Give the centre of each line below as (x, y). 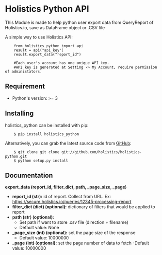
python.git (16, 156)
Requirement (25, 86)
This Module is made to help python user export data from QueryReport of (79, 22)
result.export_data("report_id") (48, 55)
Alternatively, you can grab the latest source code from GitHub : (68, 143)
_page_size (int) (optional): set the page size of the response (74, 233)
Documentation (29, 175)
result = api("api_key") (39, 50)
